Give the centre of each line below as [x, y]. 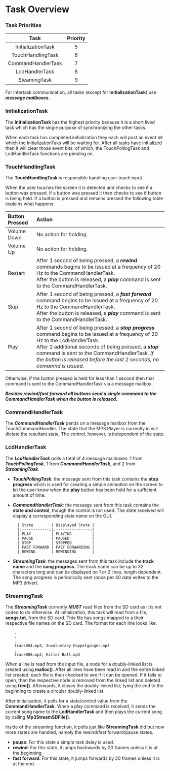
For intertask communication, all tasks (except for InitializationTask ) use [81, 92]
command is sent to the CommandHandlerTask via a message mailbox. [79, 384]
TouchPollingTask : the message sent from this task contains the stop [85, 479]
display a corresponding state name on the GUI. [62, 516]
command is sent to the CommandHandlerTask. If [95, 353]
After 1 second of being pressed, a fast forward [94, 294]
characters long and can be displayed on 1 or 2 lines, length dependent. [87, 572]
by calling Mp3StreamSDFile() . [38, 717]
